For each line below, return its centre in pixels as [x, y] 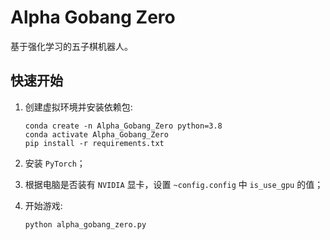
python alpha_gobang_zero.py [85, 224]
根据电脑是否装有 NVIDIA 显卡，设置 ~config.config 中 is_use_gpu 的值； [174, 184]
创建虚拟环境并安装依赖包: [78, 107]
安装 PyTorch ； [55, 163]
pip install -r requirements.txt [94, 143]
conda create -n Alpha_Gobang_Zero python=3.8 [123, 126]
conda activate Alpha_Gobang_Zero [96, 134]
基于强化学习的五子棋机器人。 [71, 46]
